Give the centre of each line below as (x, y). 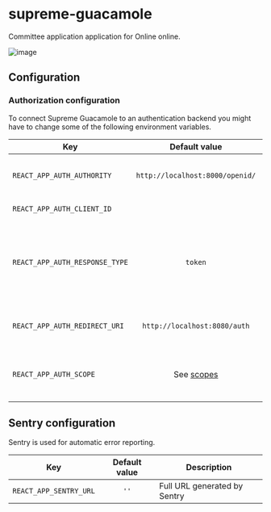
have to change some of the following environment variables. (110, 127)
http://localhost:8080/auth (196, 325)
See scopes (196, 374)
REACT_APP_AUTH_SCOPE (54, 374)
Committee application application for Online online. (94, 36)
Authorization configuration (65, 100)
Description (209, 468)
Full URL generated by (201, 486)
